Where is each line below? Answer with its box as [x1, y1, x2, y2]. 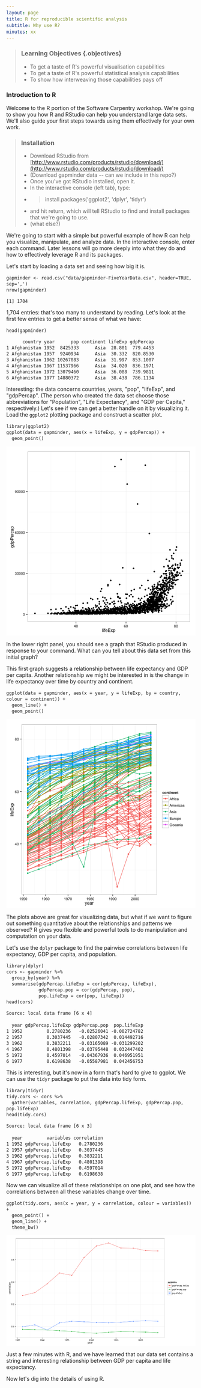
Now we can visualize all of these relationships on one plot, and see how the [6, 1182, 195, 1189]
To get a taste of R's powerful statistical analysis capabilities [29, 69, 179, 76]
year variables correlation [11, 1135, 103, 1142]
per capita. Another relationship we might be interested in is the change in [6, 671, 189, 679]
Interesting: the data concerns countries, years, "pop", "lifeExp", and [6, 385, 175, 393]
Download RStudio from [29, 152, 89, 159]
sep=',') [6, 281, 28, 287]
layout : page [6, 10, 39, 16]
